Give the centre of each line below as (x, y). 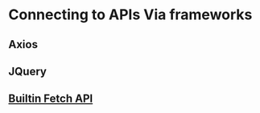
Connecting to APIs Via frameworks (130, 15)
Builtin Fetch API (51, 99)
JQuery (27, 71)
